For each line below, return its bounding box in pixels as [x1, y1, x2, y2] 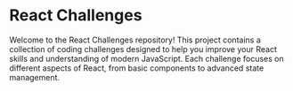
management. [9, 72, 61, 82]
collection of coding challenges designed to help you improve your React [9, 43, 278, 54]
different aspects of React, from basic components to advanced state [9, 63, 265, 73]
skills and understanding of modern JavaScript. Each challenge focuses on [9, 53, 285, 64]
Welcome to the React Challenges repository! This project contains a [9, 34, 261, 45]
